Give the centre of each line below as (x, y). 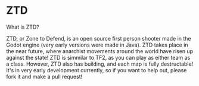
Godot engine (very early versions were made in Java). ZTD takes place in (97, 45)
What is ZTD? (23, 27)
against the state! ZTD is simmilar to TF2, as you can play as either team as (98, 57)
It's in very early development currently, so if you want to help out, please (97, 70)
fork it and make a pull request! (44, 76)
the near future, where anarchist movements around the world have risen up (100, 51)
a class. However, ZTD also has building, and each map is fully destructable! (100, 64)
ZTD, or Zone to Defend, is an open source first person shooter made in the (99, 38)
